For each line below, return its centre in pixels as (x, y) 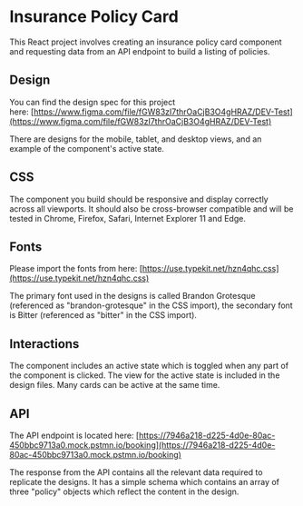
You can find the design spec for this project (93, 102)
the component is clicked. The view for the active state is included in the (145, 375)
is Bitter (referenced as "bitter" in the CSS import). (103, 315)
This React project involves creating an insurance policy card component (146, 42)
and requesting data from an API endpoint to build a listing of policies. (140, 51)
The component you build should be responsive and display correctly (139, 199)
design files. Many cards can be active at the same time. (115, 385)
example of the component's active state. (87, 148)
